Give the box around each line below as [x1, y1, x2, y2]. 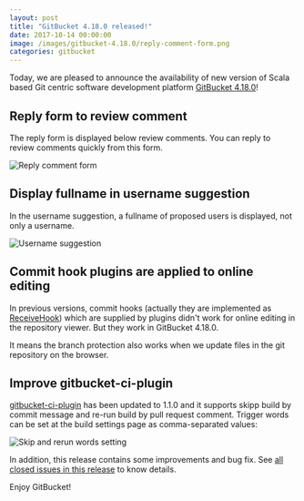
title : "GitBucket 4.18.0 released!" [9, 22, 153, 31]
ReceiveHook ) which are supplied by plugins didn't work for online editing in [9, 312, 296, 323]
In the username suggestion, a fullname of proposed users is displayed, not [9, 210, 293, 221]
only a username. [9, 220, 75, 230]
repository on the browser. [9, 349, 109, 360]
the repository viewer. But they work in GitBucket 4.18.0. [9, 322, 219, 332]
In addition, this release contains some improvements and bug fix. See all [9, 455, 284, 465]
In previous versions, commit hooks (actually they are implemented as [9, 302, 272, 313]
